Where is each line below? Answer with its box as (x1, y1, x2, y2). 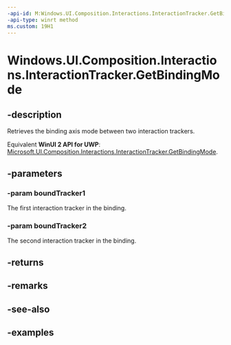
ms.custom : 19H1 (7, 23, 54, 30)
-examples (7, 326, 54, 338)
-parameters (7, 168, 63, 179)
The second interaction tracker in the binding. (7, 236, 137, 245)
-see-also (7, 303, 50, 315)
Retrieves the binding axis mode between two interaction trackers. (7, 127, 195, 135)
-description (7, 109, 62, 120)
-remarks (7, 280, 48, 292)
